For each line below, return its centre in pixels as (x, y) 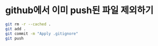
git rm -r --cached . (28, 24)
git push (14, 38)
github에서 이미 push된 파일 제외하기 (80, 10)
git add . (16, 29)
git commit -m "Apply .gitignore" (42, 33)
